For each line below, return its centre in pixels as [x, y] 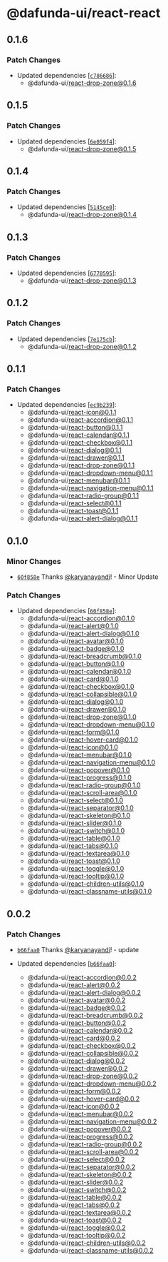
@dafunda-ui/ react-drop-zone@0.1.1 [81, 465]
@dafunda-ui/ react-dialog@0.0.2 [76, 1061]
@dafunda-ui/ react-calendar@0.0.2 [80, 1030]
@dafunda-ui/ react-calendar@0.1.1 [78, 435]
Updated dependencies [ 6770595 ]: [67, 273]
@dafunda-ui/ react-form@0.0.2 [74, 1091]
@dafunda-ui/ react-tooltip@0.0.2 [77, 1235]
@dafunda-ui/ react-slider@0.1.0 [75, 823]
